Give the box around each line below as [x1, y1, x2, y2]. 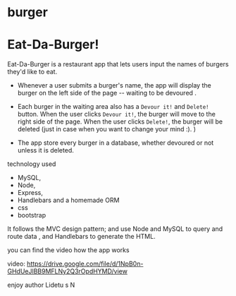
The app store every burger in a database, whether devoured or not [17, 138, 214, 147]
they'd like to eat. [7, 68, 58, 76]
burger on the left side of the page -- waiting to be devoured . [17, 89, 197, 97]
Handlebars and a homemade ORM [17, 196, 120, 205]
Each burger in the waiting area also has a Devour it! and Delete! [17, 102, 209, 111]
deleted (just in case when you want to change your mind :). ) [17, 125, 196, 134]
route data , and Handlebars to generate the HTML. [7, 232, 156, 241]
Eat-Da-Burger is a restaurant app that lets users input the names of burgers [7, 60, 229, 69]
